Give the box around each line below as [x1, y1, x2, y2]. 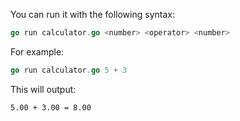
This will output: [10, 83, 77, 95]
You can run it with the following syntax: [10, 9, 175, 20]
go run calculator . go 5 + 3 [10, 65, 128, 75]
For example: [10, 45, 65, 58]
